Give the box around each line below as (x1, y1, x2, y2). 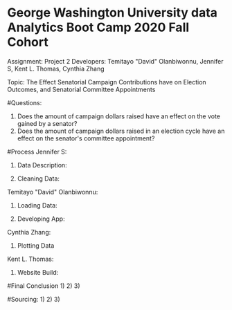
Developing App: (17, 215, 65, 223)
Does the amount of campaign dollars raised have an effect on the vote (17, 112, 220, 120)
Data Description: (17, 161, 67, 169)
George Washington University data (7, 5, 218, 21)
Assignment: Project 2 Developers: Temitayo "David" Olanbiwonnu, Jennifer (7, 57, 224, 65)
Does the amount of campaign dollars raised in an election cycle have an (17, 127, 225, 135)
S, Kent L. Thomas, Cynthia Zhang (7, 64, 105, 73)
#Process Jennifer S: (7, 147, 67, 156)
